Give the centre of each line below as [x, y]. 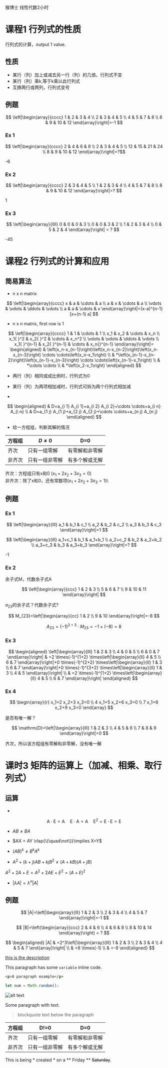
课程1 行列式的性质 [43, 30]
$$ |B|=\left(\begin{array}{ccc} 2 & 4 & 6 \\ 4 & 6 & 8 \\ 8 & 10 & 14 [84, 927]
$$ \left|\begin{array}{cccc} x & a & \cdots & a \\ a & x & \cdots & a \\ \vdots [84, 303]
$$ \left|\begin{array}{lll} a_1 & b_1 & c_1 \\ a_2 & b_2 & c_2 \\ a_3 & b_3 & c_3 [84, 524]
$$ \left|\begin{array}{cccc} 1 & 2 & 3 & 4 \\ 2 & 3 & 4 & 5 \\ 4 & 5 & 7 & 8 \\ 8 [84, 117]
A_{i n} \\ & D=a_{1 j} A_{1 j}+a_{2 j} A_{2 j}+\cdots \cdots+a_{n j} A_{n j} [84, 412]
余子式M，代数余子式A [28, 579]
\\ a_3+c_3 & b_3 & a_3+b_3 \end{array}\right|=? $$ [84, 545]
